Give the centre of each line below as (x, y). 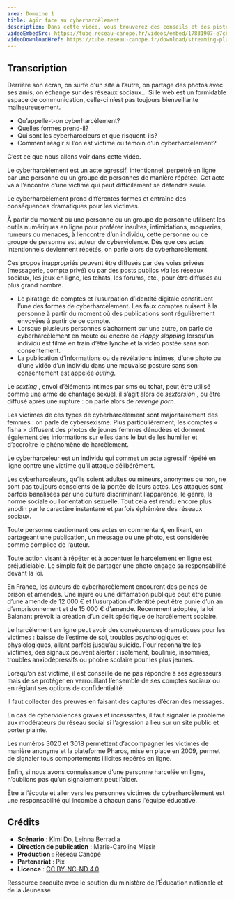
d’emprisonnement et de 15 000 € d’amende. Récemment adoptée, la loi (110, 608)
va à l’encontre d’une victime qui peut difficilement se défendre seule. (107, 185)
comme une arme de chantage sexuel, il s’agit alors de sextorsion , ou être (114, 394)
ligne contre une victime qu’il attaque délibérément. (81, 465)
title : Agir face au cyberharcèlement (63, 20)
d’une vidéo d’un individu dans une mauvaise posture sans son (108, 365)
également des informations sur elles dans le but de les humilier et (102, 437)
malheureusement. (34, 107)
